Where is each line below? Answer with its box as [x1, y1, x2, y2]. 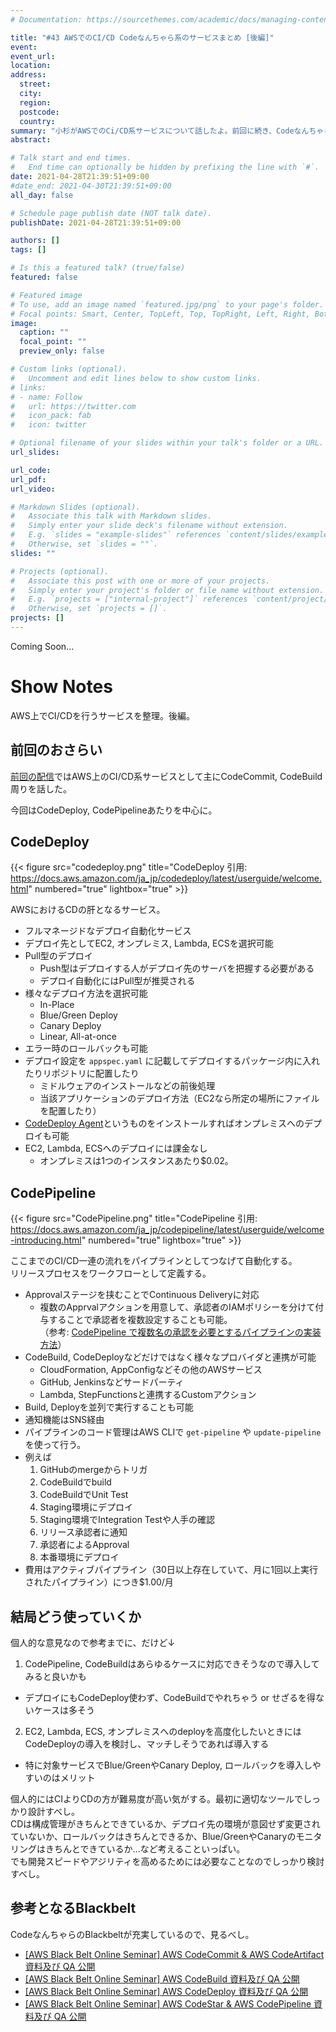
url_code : [10, 465, 52, 475]
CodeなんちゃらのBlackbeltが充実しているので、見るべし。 [10, 1928, 255, 1940]
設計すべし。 [27, 1806, 81, 1818]
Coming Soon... [10, 640, 75, 652]
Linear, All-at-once [39, 1031, 118, 1043]
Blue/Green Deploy [39, 1009, 118, 1021]
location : [10, 61, 52, 71]
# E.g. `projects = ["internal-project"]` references [10, 594, 248, 605]
